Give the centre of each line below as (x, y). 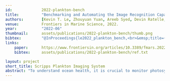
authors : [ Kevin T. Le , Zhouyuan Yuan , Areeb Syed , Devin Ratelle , (86, 19)
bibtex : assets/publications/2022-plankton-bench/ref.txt (81, 52)
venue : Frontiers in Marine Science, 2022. (62, 24)
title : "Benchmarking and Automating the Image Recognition (80, 15)
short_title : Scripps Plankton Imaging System (55, 66)
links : (12, 43)
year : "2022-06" (34, 29)
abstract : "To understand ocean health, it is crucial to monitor (77, 71)
